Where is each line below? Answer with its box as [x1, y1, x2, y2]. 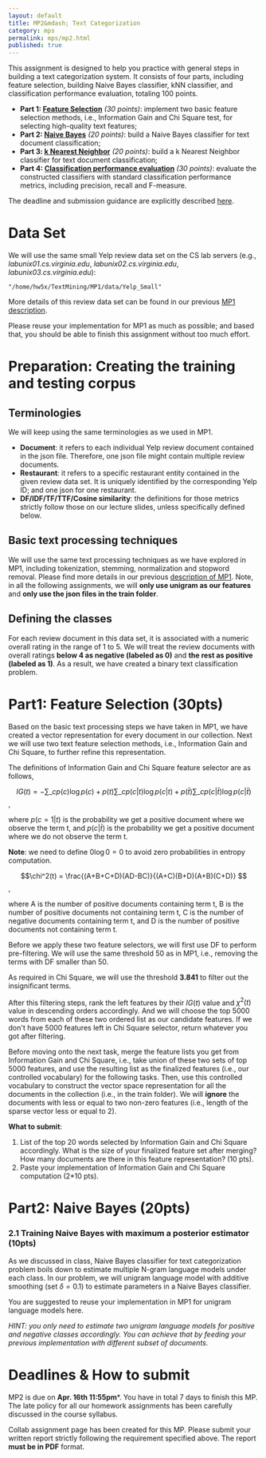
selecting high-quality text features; [19, 121, 138, 131]
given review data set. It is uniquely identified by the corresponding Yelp [19, 477, 257, 487]
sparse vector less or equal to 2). [8, 1106, 117, 1116]
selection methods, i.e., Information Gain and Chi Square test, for [19, 113, 233, 122]
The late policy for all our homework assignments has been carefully [8, 1400, 233, 1410]
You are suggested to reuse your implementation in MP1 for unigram [8, 1297, 232, 1306]
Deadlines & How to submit [8, 1365, 190, 1384]
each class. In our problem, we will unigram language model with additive [8, 1273, 249, 1282]
